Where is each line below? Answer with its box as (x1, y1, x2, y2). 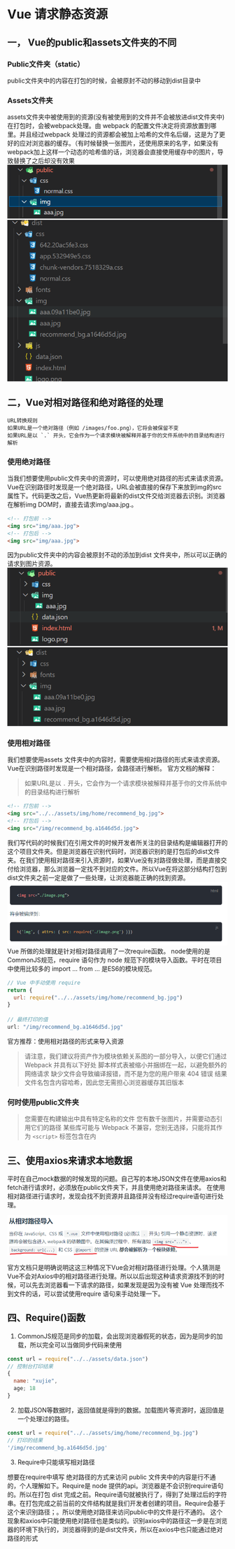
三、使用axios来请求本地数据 (7, 1154, 133, 1166)
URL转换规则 (7, 417, 38, 424)
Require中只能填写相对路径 (17, 1457, 96, 1466)
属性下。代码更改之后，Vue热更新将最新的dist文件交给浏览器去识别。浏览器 (7, 491, 226, 500)
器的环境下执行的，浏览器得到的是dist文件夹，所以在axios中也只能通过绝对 (7, 1525, 223, 1534)
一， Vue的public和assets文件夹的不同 (7, 36, 177, 48)
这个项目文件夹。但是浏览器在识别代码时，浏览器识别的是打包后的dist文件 (7, 847, 220, 855)
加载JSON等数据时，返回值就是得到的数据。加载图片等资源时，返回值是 (17, 1406, 225, 1414)
